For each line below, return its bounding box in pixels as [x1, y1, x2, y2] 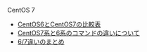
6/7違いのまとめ [17, 37, 65, 46]
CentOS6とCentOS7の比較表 [17, 20, 101, 28]
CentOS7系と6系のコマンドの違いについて [17, 29, 140, 37]
